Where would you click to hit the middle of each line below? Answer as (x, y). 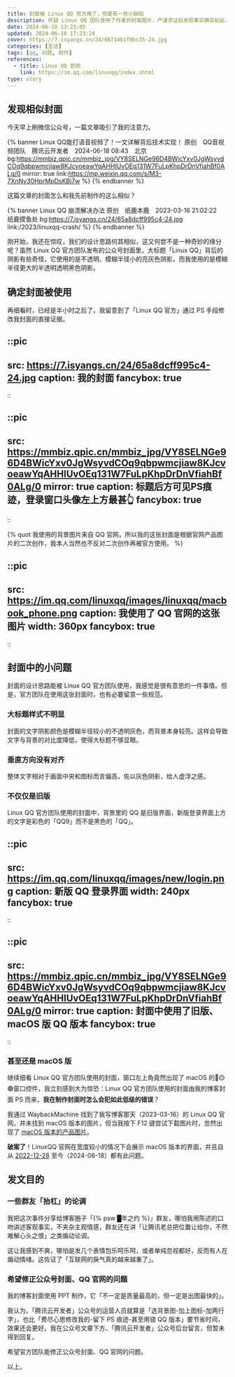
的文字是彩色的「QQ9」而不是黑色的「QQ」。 (72, 821)
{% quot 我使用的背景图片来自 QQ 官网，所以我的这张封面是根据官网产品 (112, 535)
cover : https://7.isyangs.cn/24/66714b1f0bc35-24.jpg (87, 40)
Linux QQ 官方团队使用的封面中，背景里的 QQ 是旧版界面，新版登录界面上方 (117, 813)
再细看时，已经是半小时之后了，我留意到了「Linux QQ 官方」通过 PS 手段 (113, 310)
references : (24, 60)
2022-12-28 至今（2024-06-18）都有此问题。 (81, 1156)
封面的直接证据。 (44, 319)
